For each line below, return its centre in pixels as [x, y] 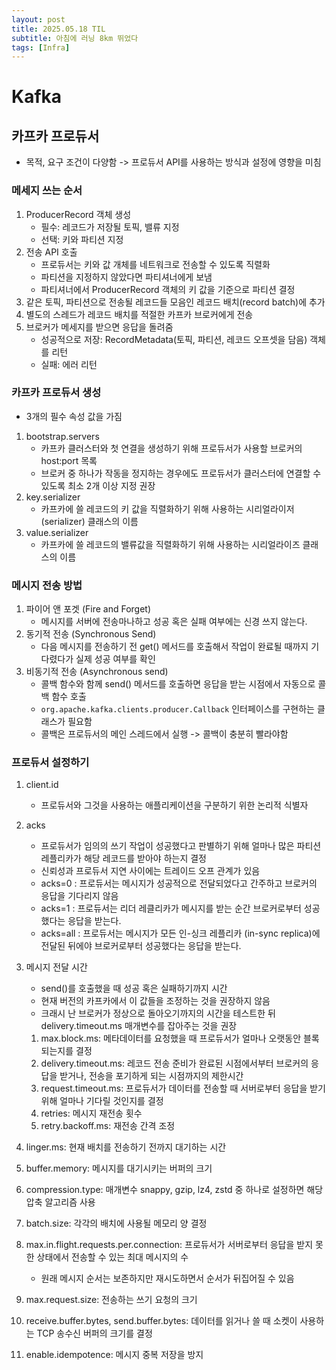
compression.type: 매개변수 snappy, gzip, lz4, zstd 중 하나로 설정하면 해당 [174, 1190]
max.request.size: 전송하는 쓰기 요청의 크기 [111, 1300]
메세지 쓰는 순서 [47, 191]
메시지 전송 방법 [47, 585]
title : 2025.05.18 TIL [58, 29]
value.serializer [57, 532]
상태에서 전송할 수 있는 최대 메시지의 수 [112, 1257]
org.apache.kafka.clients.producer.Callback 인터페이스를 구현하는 [177, 709]
